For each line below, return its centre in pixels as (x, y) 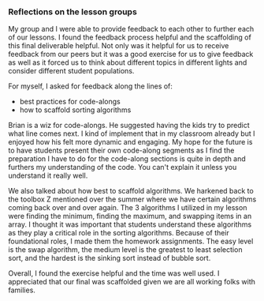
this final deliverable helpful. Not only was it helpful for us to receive (119, 46)
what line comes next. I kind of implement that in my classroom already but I (132, 134)
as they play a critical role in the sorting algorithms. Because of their (119, 233)
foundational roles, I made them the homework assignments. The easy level (131, 241)
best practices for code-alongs (70, 102)
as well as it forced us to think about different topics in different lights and (128, 62)
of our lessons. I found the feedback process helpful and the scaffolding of (130, 37)
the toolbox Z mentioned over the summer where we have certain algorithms (132, 199)
